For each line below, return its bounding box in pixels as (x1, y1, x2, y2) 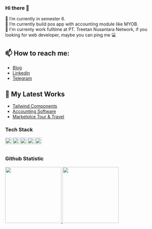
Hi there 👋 (5, 4, 30, 11)
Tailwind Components (12, 103, 57, 109)
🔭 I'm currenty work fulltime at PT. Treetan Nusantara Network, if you (5, 26, 148, 32)
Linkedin (12, 70, 30, 76)
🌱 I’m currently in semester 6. (5, 16, 66, 22)
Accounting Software (12, 108, 56, 114)
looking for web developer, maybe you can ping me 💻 (5, 32, 116, 38)
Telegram (12, 75, 32, 81)
